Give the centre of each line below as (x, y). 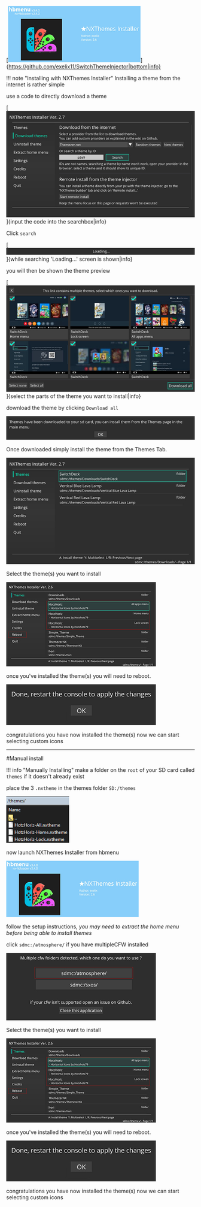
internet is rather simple (35, 85)
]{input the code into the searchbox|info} (56, 221)
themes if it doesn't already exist (45, 777)
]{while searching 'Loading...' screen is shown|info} (69, 259)
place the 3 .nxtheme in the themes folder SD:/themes (71, 788)
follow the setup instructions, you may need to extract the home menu (93, 927)
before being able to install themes (49, 933)
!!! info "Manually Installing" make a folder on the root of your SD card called (100, 770)
